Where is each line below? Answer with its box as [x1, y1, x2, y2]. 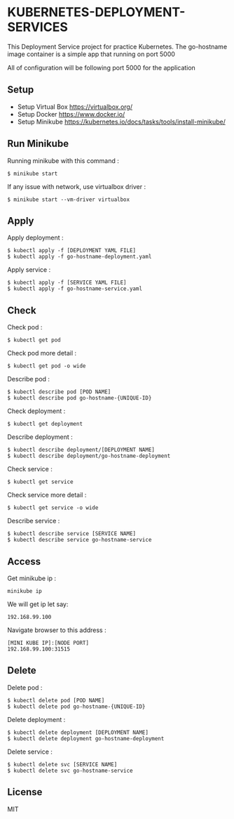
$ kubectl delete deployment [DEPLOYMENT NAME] [7, 728, 149, 736]
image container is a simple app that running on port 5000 [7, 50, 175, 58]
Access [7, 556, 41, 568]
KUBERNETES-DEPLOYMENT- [7, 4, 186, 20]
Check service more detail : [7, 491, 87, 499]
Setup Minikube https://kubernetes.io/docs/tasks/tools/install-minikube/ [17, 117, 226, 126]
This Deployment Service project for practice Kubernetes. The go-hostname [7, 42, 228, 51]
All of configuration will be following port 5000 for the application [7, 63, 196, 72]
